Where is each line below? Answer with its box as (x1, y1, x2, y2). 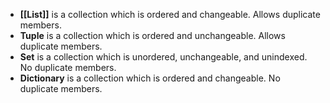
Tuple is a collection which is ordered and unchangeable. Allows (19, 30, 286, 41)
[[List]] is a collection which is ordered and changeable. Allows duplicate (19, 9, 321, 20)
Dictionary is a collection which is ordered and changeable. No (19, 72, 281, 84)
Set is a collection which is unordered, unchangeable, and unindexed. (19, 51, 308, 63)
